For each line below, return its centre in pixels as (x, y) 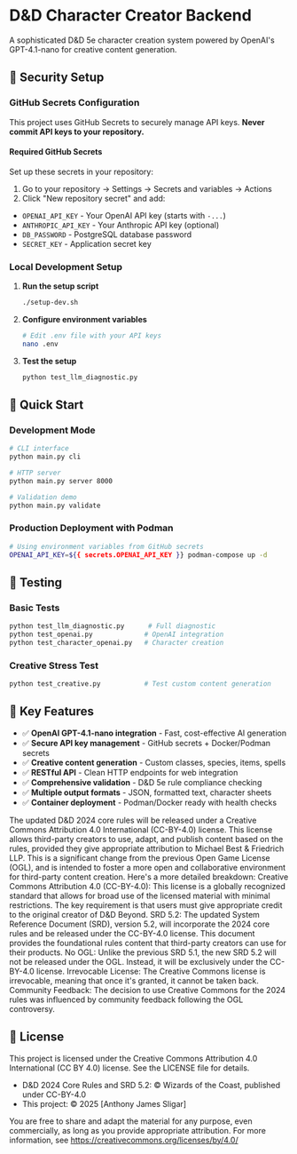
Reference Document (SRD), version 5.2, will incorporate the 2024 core (140, 924)
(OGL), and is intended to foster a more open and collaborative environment (148, 867)
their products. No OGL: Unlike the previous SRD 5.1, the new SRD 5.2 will (143, 952)
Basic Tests (35, 608)
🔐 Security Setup (57, 78)
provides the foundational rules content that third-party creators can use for (148, 943)
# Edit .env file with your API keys (92, 336)
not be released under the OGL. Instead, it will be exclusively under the (139, 961)
